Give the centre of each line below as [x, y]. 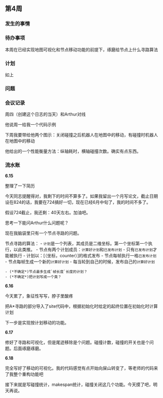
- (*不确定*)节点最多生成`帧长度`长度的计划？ [46, 272]
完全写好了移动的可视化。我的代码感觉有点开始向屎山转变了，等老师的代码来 [81, 368]
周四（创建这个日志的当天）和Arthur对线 [45, 114]
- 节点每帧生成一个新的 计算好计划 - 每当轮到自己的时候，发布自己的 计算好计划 [80, 262]
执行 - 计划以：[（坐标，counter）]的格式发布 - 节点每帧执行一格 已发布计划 [85, 256]
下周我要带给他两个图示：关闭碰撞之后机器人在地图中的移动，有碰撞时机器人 [81, 135]
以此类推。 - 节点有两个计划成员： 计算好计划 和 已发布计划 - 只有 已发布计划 [83, 249]
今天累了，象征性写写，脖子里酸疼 [39, 296]
